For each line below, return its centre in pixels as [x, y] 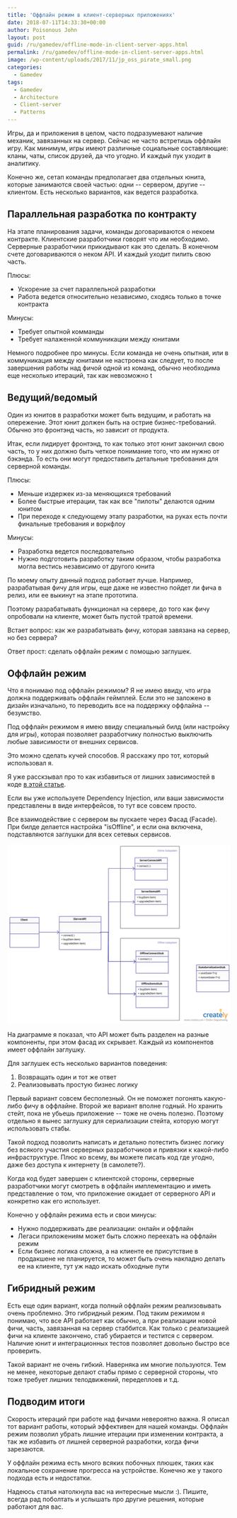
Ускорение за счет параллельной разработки [86, 289]
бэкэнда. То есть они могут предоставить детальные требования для [113, 459]
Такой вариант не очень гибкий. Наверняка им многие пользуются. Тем [117, 1364]
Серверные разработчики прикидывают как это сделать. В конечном [113, 246]
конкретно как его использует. [54, 1201]
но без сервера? [33, 637]
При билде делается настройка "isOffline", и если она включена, [105, 827]
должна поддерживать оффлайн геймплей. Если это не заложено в [109, 698]
